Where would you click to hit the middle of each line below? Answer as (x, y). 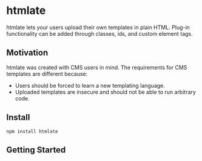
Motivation (27, 53)
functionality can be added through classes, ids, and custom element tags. (99, 33)
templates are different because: (47, 74)
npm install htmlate (32, 131)
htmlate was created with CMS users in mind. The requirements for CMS (97, 67)
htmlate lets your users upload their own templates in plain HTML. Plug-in (98, 27)
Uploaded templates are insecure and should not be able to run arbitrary (105, 92)
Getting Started (36, 150)
